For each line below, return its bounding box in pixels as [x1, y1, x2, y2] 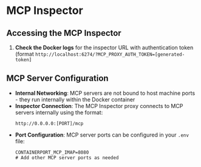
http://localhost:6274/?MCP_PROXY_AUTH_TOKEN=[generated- [35, 52, 185, 58]
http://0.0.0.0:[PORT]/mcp [15, 120, 84, 126]
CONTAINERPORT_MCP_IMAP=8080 [15, 149, 89, 155]
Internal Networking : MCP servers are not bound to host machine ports [15, 89, 196, 97]
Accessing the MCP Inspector [6, 28, 121, 38]
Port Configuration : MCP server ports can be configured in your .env [15, 131, 189, 138]
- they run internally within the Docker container [15, 95, 135, 103]
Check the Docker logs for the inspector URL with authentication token [15, 44, 194, 51]
